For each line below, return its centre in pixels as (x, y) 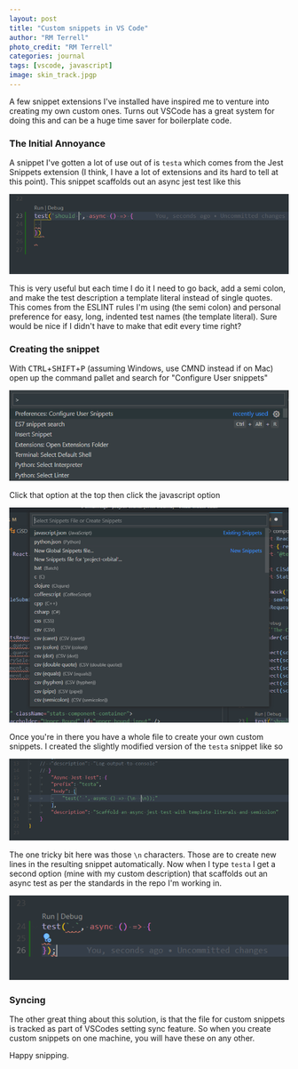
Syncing (27, 1000)
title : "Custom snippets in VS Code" (79, 28)
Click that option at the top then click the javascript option (115, 494)
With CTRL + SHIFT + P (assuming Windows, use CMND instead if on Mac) (141, 368)
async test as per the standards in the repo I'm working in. (115, 883)
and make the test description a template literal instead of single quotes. (141, 297)
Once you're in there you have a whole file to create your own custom (137, 736)
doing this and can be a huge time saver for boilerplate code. (121, 120)
